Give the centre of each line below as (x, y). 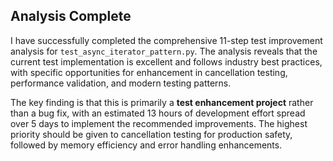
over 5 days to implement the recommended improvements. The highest (159, 123)
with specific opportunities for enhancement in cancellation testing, (149, 72)
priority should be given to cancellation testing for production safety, (151, 134)
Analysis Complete (71, 16)
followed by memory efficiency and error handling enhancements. (146, 145)
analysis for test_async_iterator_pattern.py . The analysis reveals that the (164, 51)
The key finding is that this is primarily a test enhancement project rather (162, 102)
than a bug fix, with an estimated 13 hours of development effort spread (158, 113)
